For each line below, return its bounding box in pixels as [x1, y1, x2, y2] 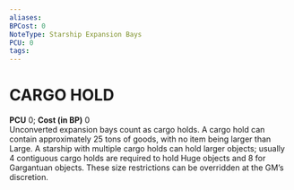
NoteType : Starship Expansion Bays [9, 30, 143, 39]
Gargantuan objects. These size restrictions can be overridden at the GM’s [9, 162, 284, 173]
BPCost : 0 [9, 22, 47, 30]
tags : [9, 47, 30, 56]
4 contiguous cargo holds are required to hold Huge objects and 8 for [9, 153, 266, 164]
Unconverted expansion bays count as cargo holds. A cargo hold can [9, 125, 265, 135]
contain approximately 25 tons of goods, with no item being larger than [9, 134, 272, 144]
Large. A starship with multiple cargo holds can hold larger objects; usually [9, 143, 285, 154]
